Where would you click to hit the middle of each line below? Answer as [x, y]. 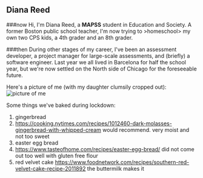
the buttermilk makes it [115, 168]
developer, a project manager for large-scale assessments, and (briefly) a [98, 56]
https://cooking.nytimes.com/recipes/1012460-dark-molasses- [94, 123]
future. [15, 75]
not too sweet [32, 136]
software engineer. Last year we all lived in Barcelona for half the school [96, 62]
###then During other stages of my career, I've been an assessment [92, 49]
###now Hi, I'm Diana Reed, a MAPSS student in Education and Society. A [99, 24]
